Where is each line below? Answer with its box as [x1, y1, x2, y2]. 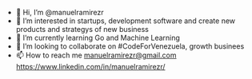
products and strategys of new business [15, 25, 150, 34]
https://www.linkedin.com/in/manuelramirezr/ [15, 62, 166, 71]
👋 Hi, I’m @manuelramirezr [15, 8, 104, 17]
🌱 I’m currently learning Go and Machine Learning [15, 33, 180, 42]
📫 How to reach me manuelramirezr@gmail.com [15, 50, 178, 60]
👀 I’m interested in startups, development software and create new [15, 16, 236, 26]
